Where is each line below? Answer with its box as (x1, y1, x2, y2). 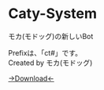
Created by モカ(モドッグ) (8, 58, 93, 67)
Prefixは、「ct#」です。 (8, 48, 83, 57)
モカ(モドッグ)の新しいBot (8, 31, 94, 41)
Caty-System (8, 5, 97, 23)
